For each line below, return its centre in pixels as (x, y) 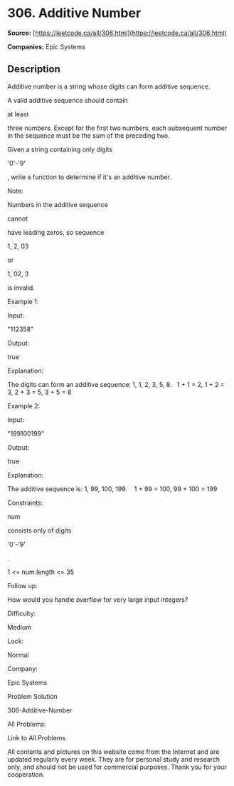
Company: (22, 668)
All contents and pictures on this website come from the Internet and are (113, 752)
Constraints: (25, 503)
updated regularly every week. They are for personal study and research (114, 759)
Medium (20, 627)
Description (34, 69)
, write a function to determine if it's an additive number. (90, 177)
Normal (18, 655)
